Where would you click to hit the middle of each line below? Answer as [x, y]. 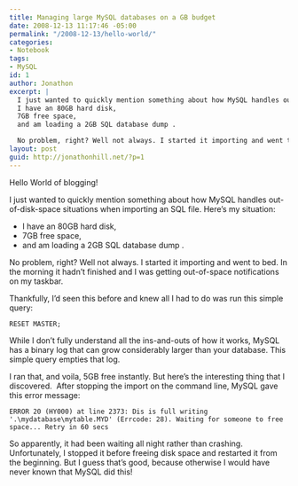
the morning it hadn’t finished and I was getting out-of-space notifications [144, 271]
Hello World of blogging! [54, 182]
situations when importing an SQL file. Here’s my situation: [169, 208]
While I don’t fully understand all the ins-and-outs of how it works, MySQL [145, 340]
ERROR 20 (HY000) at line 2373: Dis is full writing [109, 412]
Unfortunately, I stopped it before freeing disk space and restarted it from [143, 452]
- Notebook [29, 51]
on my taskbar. [36, 281]
